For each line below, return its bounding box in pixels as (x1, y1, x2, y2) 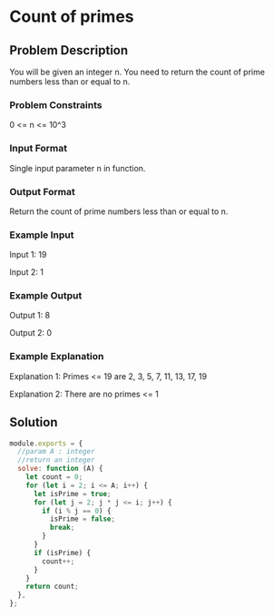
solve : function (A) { (17, 464, 103, 474)
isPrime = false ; (49, 514, 116, 523)
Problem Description (9, 43, 129, 58)
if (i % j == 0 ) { (42, 506, 112, 515)
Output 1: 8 (9, 310, 51, 321)
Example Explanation (9, 350, 104, 363)
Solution (9, 415, 58, 430)
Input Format (9, 142, 68, 155)
